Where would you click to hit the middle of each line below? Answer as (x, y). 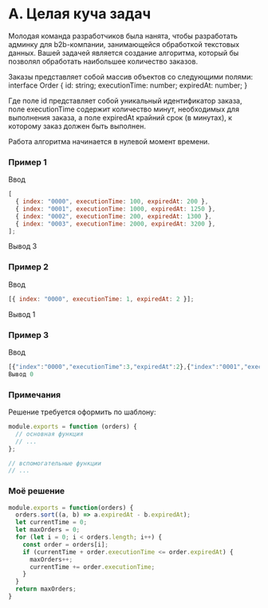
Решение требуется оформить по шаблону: (83, 412)
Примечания (35, 394)
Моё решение (37, 491)
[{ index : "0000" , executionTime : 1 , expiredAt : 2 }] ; (101, 299)
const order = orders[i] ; (66, 544)
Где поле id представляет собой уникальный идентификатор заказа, (125, 100)
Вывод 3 (23, 246)
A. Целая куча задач (80, 14)
